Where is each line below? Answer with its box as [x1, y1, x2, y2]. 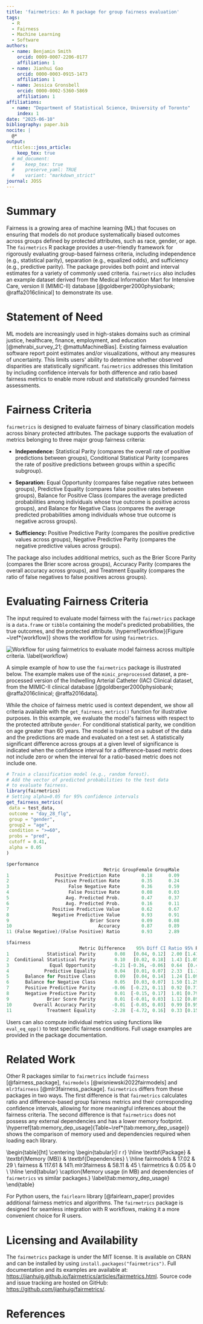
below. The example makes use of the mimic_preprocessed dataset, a [6, 670, 177, 677]
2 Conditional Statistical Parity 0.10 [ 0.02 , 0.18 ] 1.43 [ [6, 956, 188, 962]
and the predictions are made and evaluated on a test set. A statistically [6, 734, 184, 741]
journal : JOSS [6, 178, 42, 184]
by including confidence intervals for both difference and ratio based [6, 368, 178, 376]
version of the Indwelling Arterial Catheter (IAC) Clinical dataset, [34, 677, 193, 684]
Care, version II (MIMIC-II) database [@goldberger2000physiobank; [6, 282, 175, 289]
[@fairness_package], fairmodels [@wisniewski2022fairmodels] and [6, 1079, 178, 1086]
